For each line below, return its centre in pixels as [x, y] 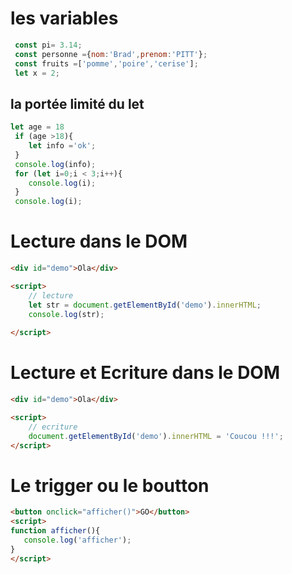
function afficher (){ [55, 531]
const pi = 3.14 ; [48, 45]
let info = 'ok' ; [62, 146]
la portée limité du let [77, 103]
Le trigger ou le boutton [110, 485]
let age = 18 [37, 127]
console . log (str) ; [66, 314]
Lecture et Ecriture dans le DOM [145, 373]
